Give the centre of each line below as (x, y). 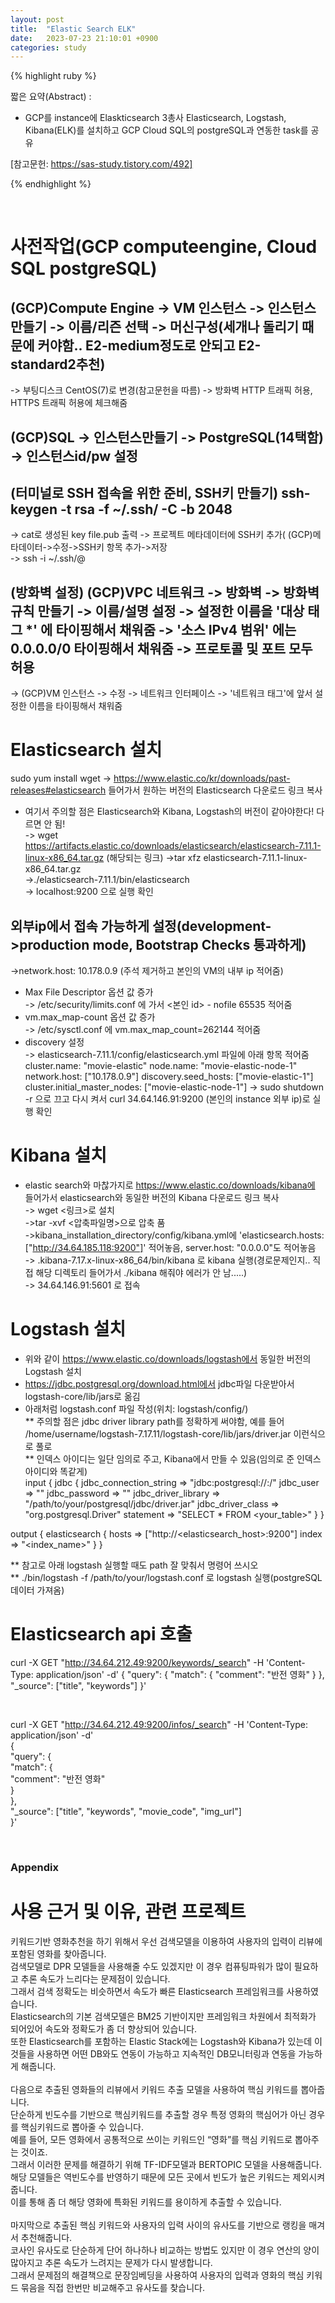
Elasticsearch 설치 (86, 750)
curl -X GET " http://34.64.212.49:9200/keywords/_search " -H (137, 1662)
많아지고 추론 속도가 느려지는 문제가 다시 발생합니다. (111, 2262)
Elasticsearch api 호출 (101, 1634)
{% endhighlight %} (51, 184)
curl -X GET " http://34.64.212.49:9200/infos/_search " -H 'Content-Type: (159, 1724)
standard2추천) (58, 364)
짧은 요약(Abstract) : (51, 97)
